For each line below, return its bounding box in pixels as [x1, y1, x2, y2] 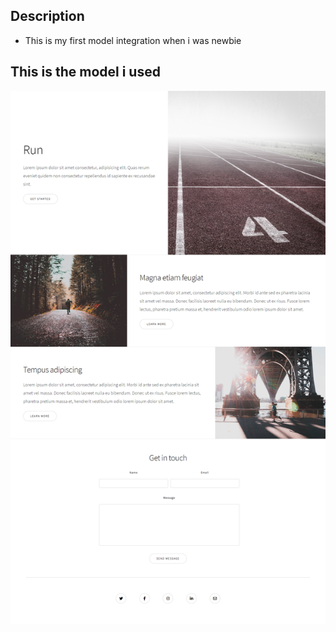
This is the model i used [10, 64, 161, 81]
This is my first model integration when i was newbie [24, 34, 242, 46]
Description [10, 8, 85, 25]
